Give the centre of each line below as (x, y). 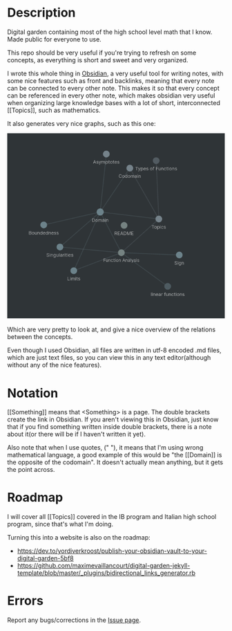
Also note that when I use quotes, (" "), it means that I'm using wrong (105, 448)
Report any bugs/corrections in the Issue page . (74, 620)
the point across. (31, 470)
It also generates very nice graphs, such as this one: (81, 123)
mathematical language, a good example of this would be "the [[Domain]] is (115, 455)
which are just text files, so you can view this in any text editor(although (109, 358)
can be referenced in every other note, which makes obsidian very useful (111, 95)
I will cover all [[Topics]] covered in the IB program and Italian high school (112, 517)
